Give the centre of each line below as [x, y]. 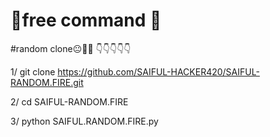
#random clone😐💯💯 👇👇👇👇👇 [71, 48]
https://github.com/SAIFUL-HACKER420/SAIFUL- [158, 71]
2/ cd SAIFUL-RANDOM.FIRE [69, 101]
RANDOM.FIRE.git [47, 82]
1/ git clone [33, 71]
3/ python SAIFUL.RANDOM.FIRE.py [84, 121]
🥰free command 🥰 [86, 20]
